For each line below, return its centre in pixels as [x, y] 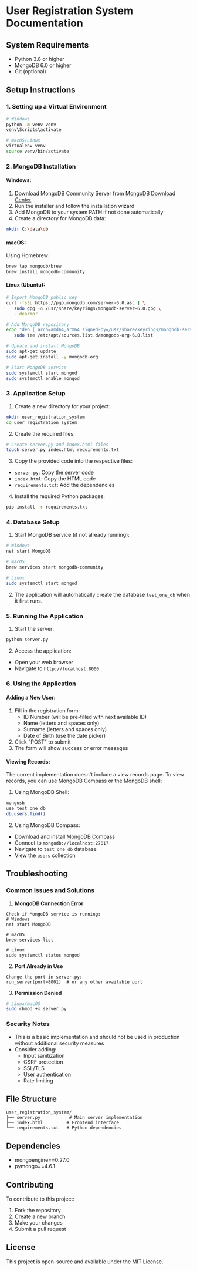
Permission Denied [38, 993]
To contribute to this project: [40, 1199]
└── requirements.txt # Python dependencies [64, 1128]
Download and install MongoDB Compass [65, 836]
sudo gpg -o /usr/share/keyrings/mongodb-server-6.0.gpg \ [87, 308]
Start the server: [34, 628]
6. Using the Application [41, 684]
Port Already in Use [39, 966]
